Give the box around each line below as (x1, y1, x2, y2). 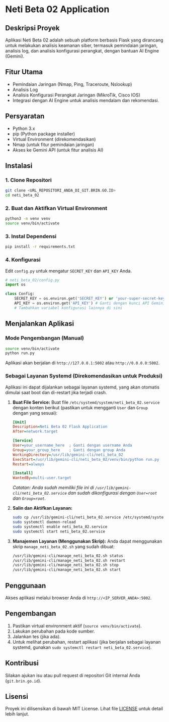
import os (5, 282, 26, 287)
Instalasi (5, 162, 33, 170)
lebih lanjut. (5, 711, 29, 717)
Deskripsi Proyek (5, 24, 60, 32)
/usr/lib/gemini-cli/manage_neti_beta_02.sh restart (12, 558, 126, 563)
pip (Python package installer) (12, 130, 75, 137)
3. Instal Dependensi (5, 233, 57, 240)
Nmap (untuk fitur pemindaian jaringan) (12, 141, 95, 148)
